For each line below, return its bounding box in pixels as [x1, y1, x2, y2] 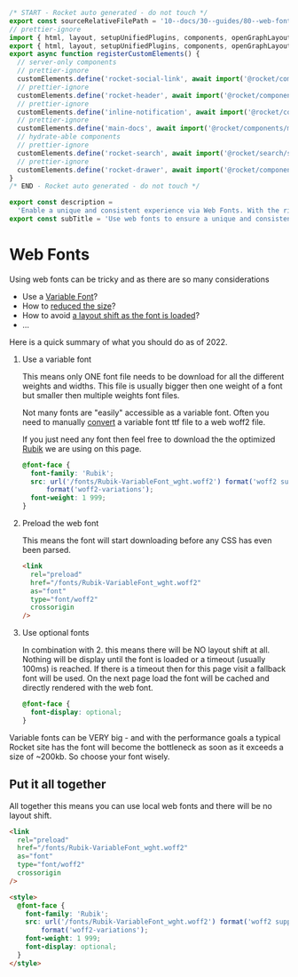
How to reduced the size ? [21, 300, 116, 311]
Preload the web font [21, 518, 99, 529]
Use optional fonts [21, 628, 90, 638]
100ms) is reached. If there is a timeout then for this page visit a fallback [21, 663, 286, 675]
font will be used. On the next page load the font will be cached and [21, 673, 271, 684]
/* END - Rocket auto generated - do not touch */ [9, 182, 200, 191]
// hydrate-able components [17, 132, 122, 141]
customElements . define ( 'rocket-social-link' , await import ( [17, 75, 244, 84]
